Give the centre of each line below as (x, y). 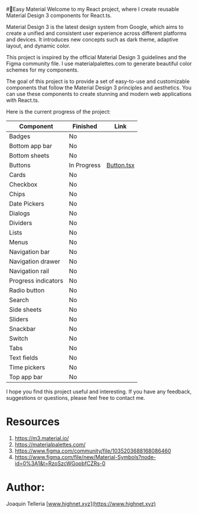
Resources (33, 422)
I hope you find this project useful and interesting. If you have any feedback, (99, 392)
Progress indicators (36, 280)
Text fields (24, 358)
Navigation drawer (35, 262)
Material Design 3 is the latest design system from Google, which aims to (95, 27)
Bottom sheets (29, 155)
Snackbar (22, 329)
